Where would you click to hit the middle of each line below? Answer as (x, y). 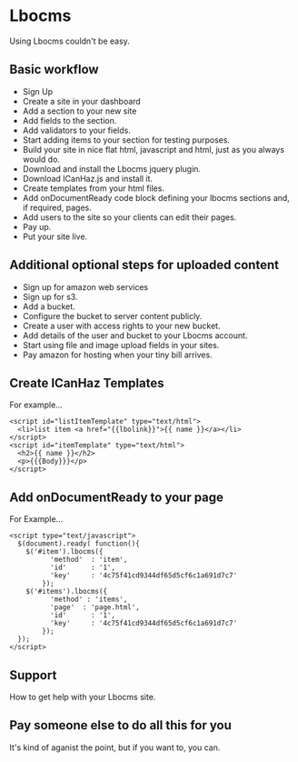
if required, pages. (57, 207)
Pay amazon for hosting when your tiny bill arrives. (117, 355)
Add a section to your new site (79, 111)
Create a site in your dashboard (81, 101)
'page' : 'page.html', (95, 607)
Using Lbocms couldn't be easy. (70, 41)
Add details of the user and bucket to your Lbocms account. (135, 335)
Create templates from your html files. (94, 188)
